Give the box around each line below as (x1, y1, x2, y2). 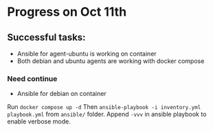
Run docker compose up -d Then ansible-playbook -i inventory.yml (7, 103, 201, 111)
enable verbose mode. (7, 117, 71, 126)
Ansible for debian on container (16, 90, 106, 98)
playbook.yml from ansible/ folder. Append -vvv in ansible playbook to (7, 110, 207, 119)
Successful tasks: (7, 32, 86, 43)
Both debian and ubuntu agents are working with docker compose (16, 57, 205, 65)
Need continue (7, 73, 58, 83)
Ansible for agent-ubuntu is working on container (16, 49, 157, 58)
